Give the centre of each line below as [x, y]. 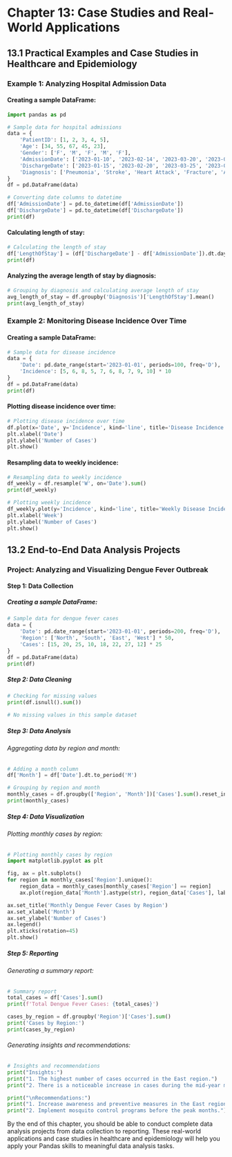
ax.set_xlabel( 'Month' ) [41, 912]
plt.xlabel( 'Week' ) [35, 515]
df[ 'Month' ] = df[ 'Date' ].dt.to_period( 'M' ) [72, 775]
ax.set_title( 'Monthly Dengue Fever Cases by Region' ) [88, 905]
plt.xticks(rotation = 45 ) [43, 931]
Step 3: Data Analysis [39, 730]
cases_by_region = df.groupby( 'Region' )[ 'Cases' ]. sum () [89, 1017]
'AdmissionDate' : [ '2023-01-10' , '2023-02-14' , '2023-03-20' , [111, 159]
